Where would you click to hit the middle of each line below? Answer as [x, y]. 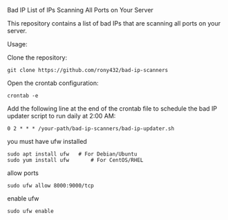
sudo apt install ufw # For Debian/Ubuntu [72, 154]
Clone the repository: [37, 57]
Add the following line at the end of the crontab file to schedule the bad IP [112, 109]
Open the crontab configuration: [53, 83]
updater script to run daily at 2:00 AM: [61, 116]
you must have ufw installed [47, 141]
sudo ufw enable [30, 211]
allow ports [23, 173]
